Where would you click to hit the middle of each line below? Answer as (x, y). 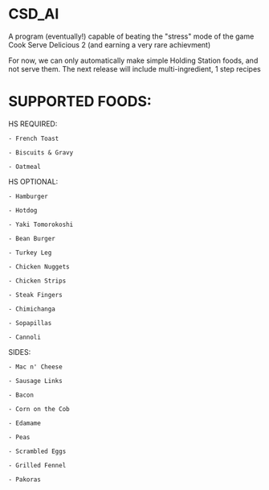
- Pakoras (25, 480)
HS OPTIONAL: (33, 181)
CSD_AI (34, 14)
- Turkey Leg (30, 253)
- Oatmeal (25, 167)
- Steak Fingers (35, 294)
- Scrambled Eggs (37, 451)
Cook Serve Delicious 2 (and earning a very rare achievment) (110, 44)
